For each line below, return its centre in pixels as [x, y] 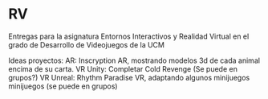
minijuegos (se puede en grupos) [63, 86]
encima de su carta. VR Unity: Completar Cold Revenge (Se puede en [123, 68]
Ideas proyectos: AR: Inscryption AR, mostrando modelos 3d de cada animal [134, 60]
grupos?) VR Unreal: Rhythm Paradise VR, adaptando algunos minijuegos [129, 77]
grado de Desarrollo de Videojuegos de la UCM [86, 44]
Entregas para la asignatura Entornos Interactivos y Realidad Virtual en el [129, 36]
